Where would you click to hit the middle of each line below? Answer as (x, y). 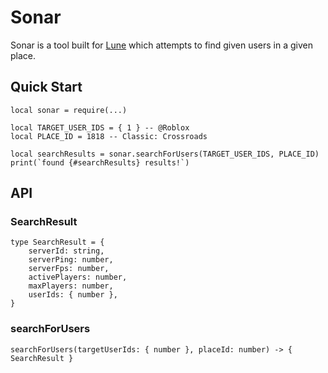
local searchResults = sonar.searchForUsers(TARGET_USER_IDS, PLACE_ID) (165, 154)
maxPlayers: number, (71, 286)
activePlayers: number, (78, 277)
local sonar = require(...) (69, 110)
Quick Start (46, 87)
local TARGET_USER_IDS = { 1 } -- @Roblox (100, 127)
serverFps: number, (69, 269)
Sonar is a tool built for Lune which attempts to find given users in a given (162, 45)
